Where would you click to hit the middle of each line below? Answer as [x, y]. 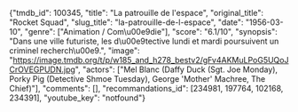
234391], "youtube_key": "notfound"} [78, 98]
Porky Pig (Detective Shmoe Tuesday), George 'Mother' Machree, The [137, 79]
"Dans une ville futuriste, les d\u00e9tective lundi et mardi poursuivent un [144, 41]
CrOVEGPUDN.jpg [42, 69]
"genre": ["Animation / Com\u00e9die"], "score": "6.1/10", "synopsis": [151, 32]
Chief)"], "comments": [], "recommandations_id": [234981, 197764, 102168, [146, 88]
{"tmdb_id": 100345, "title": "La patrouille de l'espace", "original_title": [137, 13]
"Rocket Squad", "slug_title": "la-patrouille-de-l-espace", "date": [126, 22]
